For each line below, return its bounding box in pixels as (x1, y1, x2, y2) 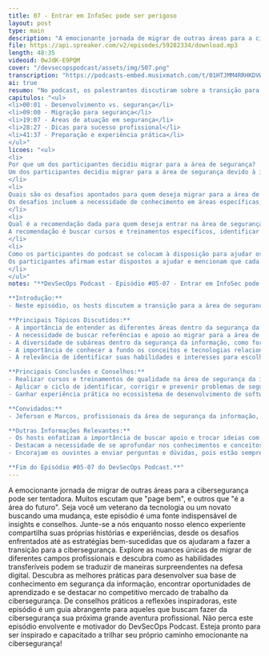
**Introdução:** (8, 294, 62, 303)
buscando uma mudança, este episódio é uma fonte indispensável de (8, 510, 238, 521)
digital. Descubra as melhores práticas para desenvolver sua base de (8, 570, 237, 580)
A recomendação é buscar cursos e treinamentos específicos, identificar (8, 227, 260, 236)
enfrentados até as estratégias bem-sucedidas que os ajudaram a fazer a (8, 536, 251, 545)
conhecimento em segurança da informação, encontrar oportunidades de (8, 578, 251, 589)
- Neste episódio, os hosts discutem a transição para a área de (8, 302, 231, 310)
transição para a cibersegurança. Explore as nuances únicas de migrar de (8, 545, 252, 554)
